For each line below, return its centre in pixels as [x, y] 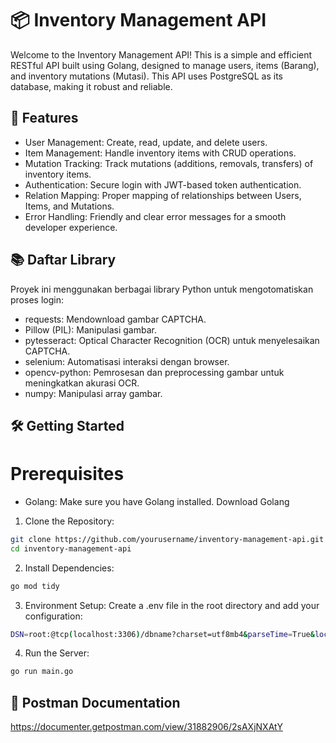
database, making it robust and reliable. [91, 86]
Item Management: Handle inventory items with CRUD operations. [160, 153]
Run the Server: [57, 653]
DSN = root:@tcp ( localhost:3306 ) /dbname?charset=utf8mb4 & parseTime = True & [162, 634]
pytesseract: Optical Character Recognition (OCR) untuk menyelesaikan [172, 340]
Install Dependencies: [69, 568]
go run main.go [42, 672]
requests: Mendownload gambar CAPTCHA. [115, 319]
